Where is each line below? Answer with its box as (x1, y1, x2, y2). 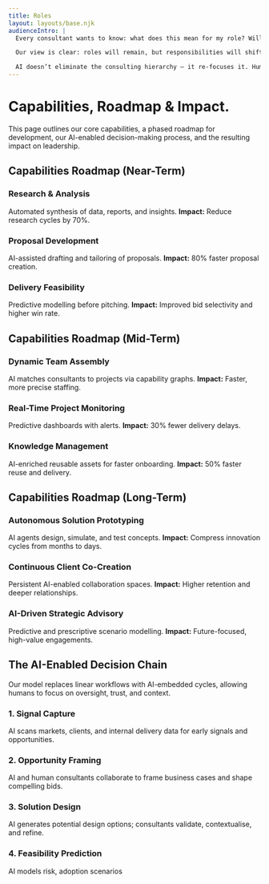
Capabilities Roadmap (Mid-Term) (8, 332, 181, 345)
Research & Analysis (8, 188, 90, 200)
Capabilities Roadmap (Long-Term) (8, 490, 187, 504)
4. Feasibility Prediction (8, 848, 102, 859)
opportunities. (8, 734, 54, 744)
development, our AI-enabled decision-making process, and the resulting (8, 132, 251, 142)
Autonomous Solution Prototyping (8, 515, 144, 526)
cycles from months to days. (8, 542, 102, 551)
